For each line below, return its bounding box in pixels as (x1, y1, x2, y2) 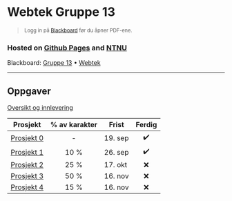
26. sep (104, 147, 129, 157)
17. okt (104, 160, 128, 170)
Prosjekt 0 (10, 133, 43, 142)
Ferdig (135, 120, 157, 130)
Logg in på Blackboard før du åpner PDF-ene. (23, 27, 133, 34)
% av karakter (50, 120, 98, 130)
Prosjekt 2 (10, 160, 43, 170)
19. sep (104, 133, 129, 142)
